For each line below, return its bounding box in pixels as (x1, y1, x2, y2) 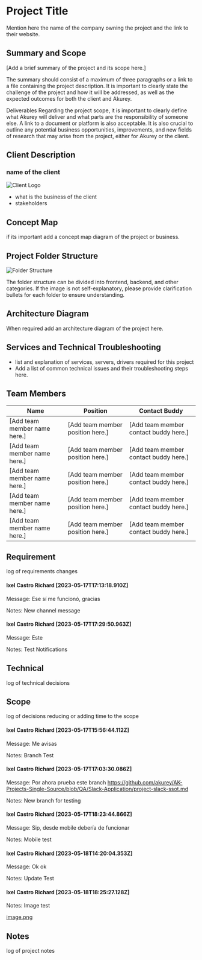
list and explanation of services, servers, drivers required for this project (14, 358, 194, 366)
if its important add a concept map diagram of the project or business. (6, 234, 180, 241)
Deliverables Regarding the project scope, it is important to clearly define (6, 107, 188, 114)
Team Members (6, 389, 66, 399)
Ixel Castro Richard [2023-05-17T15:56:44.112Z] (6, 726, 129, 734)
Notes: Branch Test (6, 751, 54, 758)
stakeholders (14, 200, 47, 207)
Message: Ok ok (6, 863, 47, 870)
